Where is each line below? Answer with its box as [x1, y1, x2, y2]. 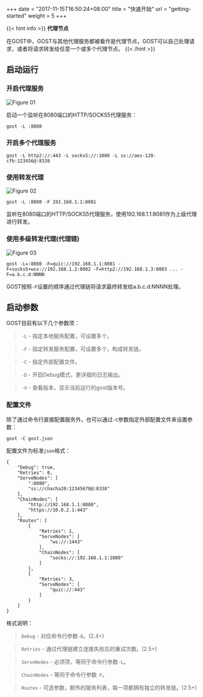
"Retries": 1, [38, 528, 75, 534]
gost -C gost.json [6, 435, 53, 442]
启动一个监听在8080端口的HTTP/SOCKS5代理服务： [6, 111, 137, 118]
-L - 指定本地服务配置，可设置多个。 [21, 332, 112, 340]
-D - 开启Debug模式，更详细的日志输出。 [21, 371, 124, 379]
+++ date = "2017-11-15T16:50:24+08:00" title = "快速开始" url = [6, 5, 168, 12]
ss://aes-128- [120, 153, 156, 159]
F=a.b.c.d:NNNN [6, 271, 45, 278]
